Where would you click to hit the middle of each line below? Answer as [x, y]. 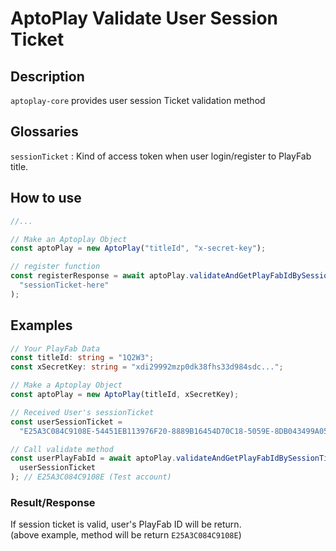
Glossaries [44, 132]
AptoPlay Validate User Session [144, 18]
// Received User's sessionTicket [82, 412]
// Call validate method [62, 449]
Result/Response [53, 502]
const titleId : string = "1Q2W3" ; [82, 358]
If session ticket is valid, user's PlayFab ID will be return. [126, 524]
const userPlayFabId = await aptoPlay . [93, 458]
